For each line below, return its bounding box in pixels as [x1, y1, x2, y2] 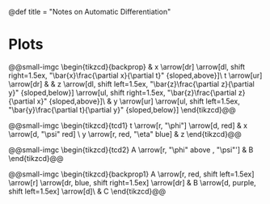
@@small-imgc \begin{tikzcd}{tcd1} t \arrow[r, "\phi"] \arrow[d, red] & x [8, 121, 248, 130]
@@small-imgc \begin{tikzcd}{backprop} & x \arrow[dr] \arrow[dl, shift [8, 62, 245, 71]
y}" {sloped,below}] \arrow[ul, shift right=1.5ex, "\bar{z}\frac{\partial [8, 87, 237, 97]
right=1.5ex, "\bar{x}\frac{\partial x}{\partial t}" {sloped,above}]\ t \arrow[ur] [8, 70, 263, 80]
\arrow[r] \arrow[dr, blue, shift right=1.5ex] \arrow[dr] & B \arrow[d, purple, [8, 177, 256, 187]
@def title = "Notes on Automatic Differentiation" [8, 7, 171, 16]
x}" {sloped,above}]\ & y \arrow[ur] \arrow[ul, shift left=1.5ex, [36, 96, 241, 106]
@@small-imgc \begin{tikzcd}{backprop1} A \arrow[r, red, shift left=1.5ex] [8, 169, 255, 179]
